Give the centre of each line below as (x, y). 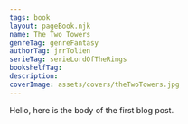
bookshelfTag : (36, 68)
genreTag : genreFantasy (54, 43)
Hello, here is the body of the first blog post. (92, 110)
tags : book (30, 18)
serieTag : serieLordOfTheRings (68, 59)
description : (34, 76)
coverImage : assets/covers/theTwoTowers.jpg (94, 84)
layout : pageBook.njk (50, 26)
